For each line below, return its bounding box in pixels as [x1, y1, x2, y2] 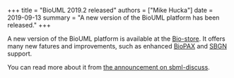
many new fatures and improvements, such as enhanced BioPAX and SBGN [7, 42, 228, 50]
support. [7, 49, 33, 58]
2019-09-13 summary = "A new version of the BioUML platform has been [7, 13, 220, 22]
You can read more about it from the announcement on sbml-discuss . [7, 63, 210, 71]
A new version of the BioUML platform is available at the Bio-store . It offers [7, 34, 226, 43]
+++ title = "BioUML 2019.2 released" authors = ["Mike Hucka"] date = [7, 6, 213, 14]
